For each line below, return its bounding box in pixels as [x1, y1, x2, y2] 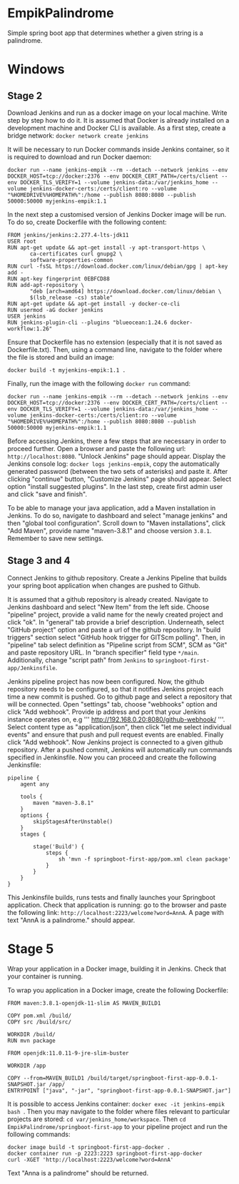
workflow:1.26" [7, 325, 53, 333]
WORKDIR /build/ [7, 1031, 56, 1038]
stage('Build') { [33, 843, 84, 850]
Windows [7, 61, 65, 78]
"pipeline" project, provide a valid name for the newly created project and [7, 610, 223, 619]
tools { [20, 793, 43, 800]
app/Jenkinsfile [7, 664, 56, 672]
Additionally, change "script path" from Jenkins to [7, 655, 154, 664]
